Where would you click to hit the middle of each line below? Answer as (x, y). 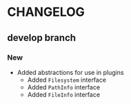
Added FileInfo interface (64, 94)
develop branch (42, 38)
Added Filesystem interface (67, 80)
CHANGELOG (46, 12)
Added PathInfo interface (64, 87)
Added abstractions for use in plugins (70, 72)
